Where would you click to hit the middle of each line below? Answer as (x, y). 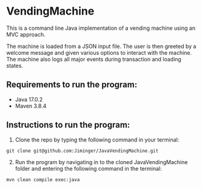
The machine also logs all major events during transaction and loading (94, 59)
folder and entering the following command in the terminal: (88, 168)
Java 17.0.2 (29, 99)
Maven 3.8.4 (31, 106)
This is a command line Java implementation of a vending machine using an (101, 28)
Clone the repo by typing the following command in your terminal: (97, 139)
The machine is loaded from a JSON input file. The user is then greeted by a (101, 46)
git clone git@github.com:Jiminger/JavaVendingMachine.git (82, 151)
